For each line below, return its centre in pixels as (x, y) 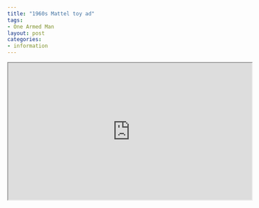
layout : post (26, 33)
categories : (24, 40)
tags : (15, 20)
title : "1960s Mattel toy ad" (51, 14)
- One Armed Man (31, 26)
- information (28, 46)
